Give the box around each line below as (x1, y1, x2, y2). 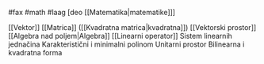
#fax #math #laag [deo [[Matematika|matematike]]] (8, 8, 176, 17)
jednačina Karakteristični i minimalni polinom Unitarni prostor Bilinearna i (8, 40, 245, 49)
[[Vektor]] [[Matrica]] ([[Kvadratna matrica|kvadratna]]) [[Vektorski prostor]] (8, 23, 257, 32)
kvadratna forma (8, 48, 63, 57)
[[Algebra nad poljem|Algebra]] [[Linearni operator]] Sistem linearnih (8, 32, 232, 40)
